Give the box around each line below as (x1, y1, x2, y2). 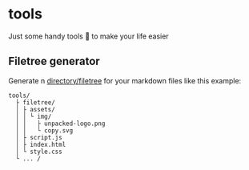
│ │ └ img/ (15, 112, 52, 120)
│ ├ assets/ (15, 105, 56, 113)
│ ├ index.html (15, 140, 66, 148)
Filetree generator (8, 55, 100, 68)
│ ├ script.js (15, 133, 62, 141)
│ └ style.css (15, 148, 62, 156)
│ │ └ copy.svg (15, 126, 74, 135)
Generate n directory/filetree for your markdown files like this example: (8, 75, 242, 85)
